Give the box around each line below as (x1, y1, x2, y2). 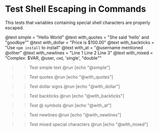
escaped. (5, 24, 24, 30)
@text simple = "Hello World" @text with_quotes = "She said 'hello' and (5, 34, 149, 40)
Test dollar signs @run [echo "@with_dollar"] (29, 83, 120, 89)
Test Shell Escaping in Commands (5, 3, 146, 15)
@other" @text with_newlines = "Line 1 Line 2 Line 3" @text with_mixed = (5, 50, 153, 56)
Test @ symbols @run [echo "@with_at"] (29, 102, 112, 108)
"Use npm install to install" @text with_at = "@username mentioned (5, 44, 143, 50)
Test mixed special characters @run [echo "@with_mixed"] (29, 121, 148, 127)
